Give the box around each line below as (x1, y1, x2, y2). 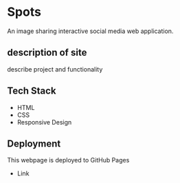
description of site (7, 47, 87, 58)
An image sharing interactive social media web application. (7, 27, 174, 35)
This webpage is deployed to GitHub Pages (7, 156, 130, 164)
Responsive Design (16, 118, 72, 126)
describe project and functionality (7, 65, 103, 73)
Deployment (7, 138, 61, 149)
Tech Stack (7, 85, 56, 97)
